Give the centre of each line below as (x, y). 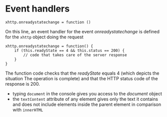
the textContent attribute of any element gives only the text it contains (85, 99)
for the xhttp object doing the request (45, 37)
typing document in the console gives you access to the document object (87, 93)
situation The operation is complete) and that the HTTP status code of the (82, 78)
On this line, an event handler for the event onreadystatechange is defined (82, 31)
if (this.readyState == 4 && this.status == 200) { (69, 50)
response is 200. (23, 84)
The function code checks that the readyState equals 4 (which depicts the (82, 73)
